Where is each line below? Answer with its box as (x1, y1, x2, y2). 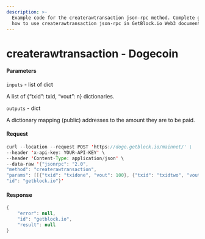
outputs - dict (6, 105, 41, 112)
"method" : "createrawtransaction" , (6, 166, 97, 173)
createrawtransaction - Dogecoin (6, 46, 179, 61)
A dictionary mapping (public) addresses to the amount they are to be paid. (6, 116, 195, 123)
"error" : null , (17, 210, 56, 217)
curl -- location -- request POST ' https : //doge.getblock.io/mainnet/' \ (6, 144, 192, 150)
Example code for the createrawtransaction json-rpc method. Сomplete (12, 15, 195, 21)
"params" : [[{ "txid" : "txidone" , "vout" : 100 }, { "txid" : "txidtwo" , (6, 172, 184, 178)
